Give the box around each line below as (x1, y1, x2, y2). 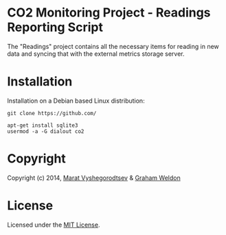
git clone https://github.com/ (7, 110, 97, 116)
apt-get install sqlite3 (7, 122, 78, 129)
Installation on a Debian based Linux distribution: (7, 96, 146, 105)
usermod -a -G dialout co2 (7, 127, 84, 135)
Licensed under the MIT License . (7, 221, 100, 229)
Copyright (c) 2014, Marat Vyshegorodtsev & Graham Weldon (7, 174, 181, 182)
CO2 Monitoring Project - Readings (7, 5, 211, 21)
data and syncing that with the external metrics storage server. (7, 50, 185, 58)
